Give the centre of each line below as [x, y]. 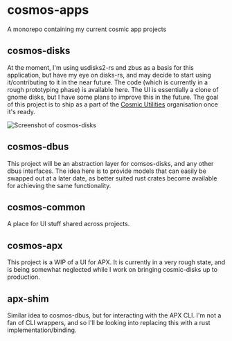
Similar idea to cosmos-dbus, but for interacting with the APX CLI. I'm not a [114, 315]
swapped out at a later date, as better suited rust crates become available [112, 178]
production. [24, 277]
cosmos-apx [35, 245]
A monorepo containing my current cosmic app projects [87, 29]
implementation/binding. [42, 330]
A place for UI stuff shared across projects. [69, 224]
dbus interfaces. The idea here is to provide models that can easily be [107, 171]
